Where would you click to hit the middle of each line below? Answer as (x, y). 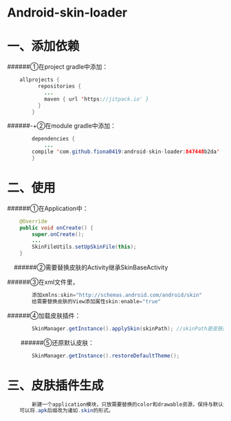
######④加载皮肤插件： (44, 316)
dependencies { (54, 139)
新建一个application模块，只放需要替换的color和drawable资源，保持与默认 (128, 404)
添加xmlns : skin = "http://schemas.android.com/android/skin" (117, 295)
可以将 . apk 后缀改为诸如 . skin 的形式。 (67, 411)
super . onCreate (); (58, 234)
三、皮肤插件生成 (56, 386)
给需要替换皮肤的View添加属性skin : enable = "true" (97, 301)
